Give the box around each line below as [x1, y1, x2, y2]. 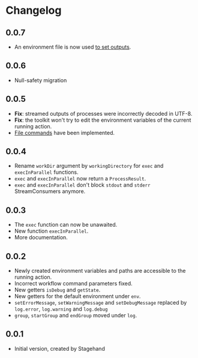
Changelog [5, 4, 62, 17]
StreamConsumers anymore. [14, 188, 86, 195]
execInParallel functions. [14, 169, 79, 176]
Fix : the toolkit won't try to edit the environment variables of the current [14, 116, 191, 124]
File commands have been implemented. [14, 129, 115, 136]
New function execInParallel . [14, 227, 89, 234]
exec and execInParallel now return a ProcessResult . [14, 175, 146, 182]
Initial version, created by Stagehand [14, 345, 106, 352]
